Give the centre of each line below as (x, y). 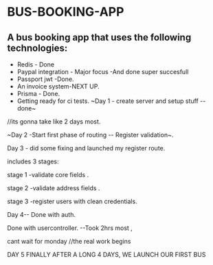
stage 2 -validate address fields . (54, 188)
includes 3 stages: (33, 161)
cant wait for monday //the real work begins (69, 241)
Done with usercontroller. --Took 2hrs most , (70, 228)
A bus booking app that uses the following (99, 37)
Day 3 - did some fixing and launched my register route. (86, 148)
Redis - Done (36, 65)
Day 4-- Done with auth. (41, 215)
